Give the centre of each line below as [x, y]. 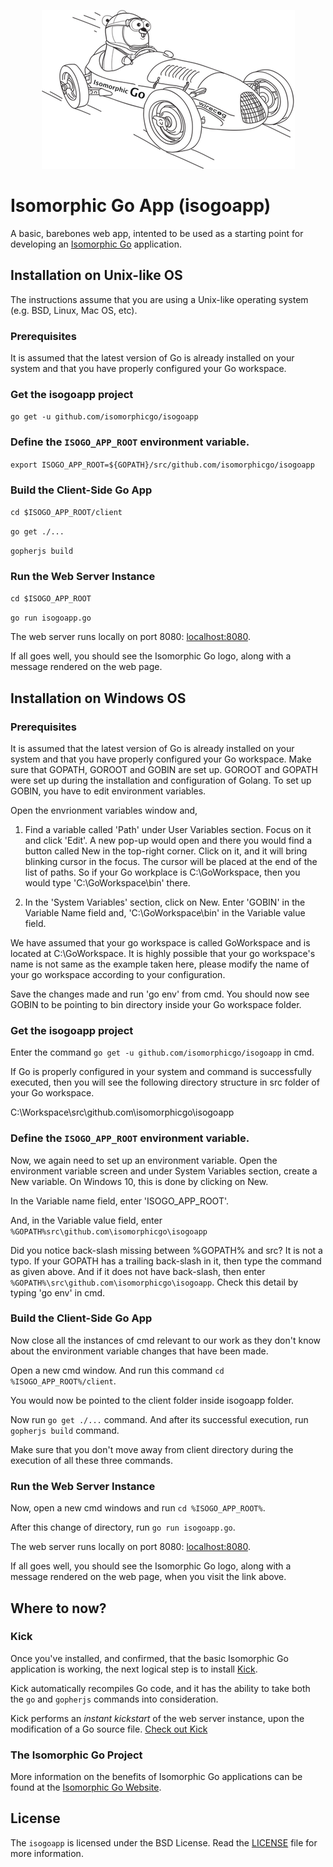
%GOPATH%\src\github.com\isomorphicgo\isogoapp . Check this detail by [154, 1282]
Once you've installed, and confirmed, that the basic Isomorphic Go [149, 1658]
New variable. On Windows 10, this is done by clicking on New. [139, 1181]
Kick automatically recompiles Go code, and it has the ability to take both [160, 1688]
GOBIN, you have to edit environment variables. [108, 791]
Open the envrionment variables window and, [104, 810]
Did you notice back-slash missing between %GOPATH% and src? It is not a [166, 1250]
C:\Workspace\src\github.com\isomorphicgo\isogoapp [122, 1112]
